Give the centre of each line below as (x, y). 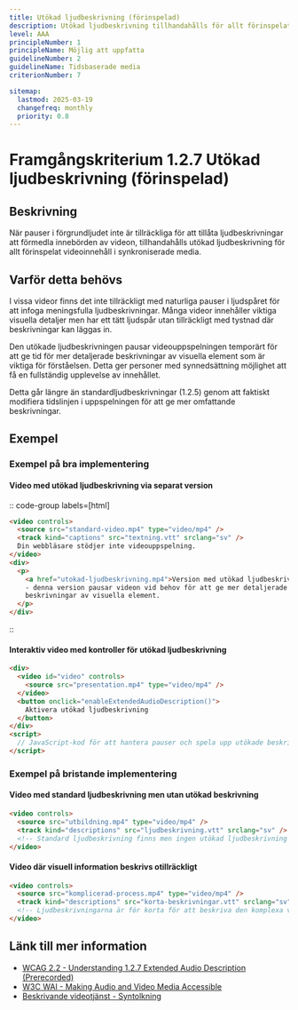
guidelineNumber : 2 (45, 59)
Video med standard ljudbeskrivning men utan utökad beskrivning (134, 795)
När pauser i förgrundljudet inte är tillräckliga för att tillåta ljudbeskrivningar (146, 233)
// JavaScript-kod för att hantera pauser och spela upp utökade (141, 743)
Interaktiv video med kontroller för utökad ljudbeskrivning (118, 649)
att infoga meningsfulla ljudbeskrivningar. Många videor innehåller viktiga (143, 311)
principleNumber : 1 (45, 42)
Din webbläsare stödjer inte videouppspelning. (107, 546)
